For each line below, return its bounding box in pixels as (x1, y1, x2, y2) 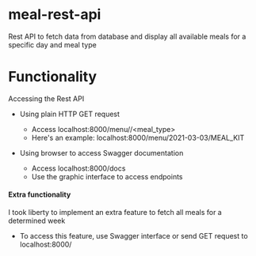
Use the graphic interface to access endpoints (31, 171, 184, 181)
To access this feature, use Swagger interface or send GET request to (19, 232, 248, 241)
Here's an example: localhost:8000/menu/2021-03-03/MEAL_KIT (31, 133, 245, 142)
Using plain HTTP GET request (19, 109, 120, 119)
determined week (8, 216, 66, 226)
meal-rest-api (8, 6, 101, 24)
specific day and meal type (8, 40, 97, 49)
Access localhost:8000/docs (31, 164, 126, 173)
